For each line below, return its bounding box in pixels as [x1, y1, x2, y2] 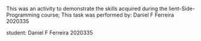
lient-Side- [169, 5, 195, 12]
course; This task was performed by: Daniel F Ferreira [41, 11, 175, 18]
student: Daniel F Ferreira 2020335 [6, 29, 93, 36]
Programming [6, 11, 40, 18]
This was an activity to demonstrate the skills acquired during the [6, 5, 168, 12]
